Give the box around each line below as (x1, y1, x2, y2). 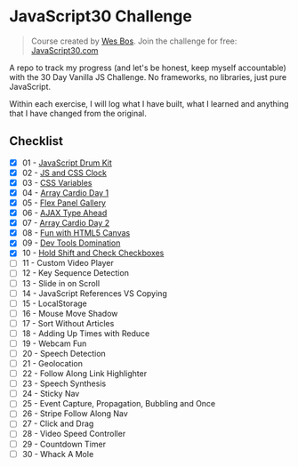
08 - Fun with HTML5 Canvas (21, 228, 131, 238)
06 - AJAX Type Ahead (21, 207, 108, 219)
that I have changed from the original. (9, 108, 147, 118)
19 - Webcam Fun (21, 338, 87, 349)
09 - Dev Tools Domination (21, 238, 121, 248)
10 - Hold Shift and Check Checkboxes (21, 247, 165, 259)
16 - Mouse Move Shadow (21, 308, 118, 318)
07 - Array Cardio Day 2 (21, 218, 109, 229)
